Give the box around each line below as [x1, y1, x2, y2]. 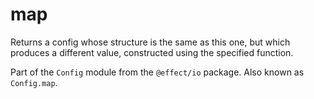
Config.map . [10, 76, 58, 88]
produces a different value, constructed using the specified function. [10, 46, 294, 58]
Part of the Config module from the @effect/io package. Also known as [10, 66, 305, 78]
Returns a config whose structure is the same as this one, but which [10, 36, 291, 48]
